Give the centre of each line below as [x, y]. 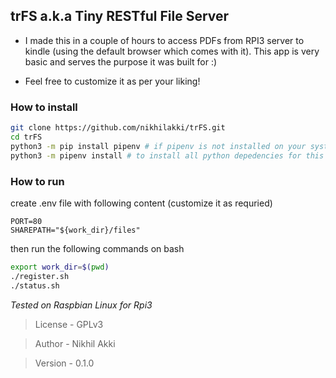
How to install [44, 107]
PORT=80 [26, 221]
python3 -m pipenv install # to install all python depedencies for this [167, 155]
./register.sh [40, 276]
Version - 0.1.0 [64, 363]
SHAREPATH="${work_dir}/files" [75, 230]
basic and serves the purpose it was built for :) [121, 61]
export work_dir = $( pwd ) [60, 267]
